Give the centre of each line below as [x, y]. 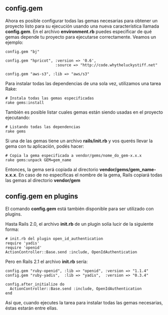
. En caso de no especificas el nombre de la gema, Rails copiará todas [89, 175]
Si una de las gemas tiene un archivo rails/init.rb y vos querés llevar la [79, 141]
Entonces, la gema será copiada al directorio [52, 169]
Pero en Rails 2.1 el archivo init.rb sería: [46, 261]
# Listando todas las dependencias [43, 127]
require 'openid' [24, 247]
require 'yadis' [22, 243]
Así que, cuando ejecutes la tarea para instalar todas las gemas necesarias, [84, 302]
